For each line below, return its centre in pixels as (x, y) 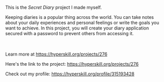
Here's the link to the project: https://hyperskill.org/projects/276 (72, 64)
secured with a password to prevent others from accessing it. (70, 33)
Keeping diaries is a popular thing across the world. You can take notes (79, 17)
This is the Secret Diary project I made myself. (54, 7)
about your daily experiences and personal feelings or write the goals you (82, 23)
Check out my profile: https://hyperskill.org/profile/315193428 (70, 74)
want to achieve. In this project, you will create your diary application (77, 28)
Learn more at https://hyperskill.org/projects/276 (56, 54)
